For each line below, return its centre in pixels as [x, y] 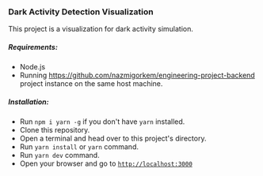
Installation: [29, 102]
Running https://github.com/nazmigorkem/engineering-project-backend [137, 75]
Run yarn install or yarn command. [79, 147]
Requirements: [33, 47]
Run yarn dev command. [60, 155]
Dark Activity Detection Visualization [81, 12]
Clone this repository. [55, 130]
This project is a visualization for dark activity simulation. [101, 29]
